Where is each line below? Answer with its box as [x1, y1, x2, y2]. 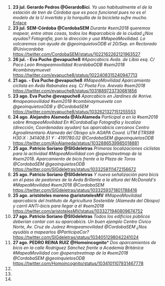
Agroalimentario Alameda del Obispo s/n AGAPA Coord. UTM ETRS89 [12, 130, 155, 135]
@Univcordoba [12, 46, 44, 52]
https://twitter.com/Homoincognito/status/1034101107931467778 [12, 260, 144, 266]
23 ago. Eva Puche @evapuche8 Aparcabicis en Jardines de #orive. [12, 93, 153, 99]
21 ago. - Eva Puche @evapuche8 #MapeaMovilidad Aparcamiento [12, 77, 151, 83]
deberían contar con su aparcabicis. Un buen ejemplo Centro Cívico [12, 219, 151, 224]
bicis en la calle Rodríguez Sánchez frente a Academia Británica [12, 245, 144, 251]
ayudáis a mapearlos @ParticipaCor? [12, 229, 89, 235]
